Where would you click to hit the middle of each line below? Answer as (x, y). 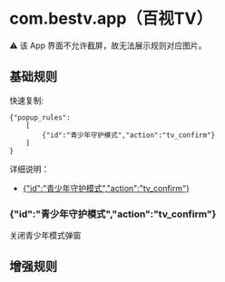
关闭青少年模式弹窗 (45, 236)
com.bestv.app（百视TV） (111, 19)
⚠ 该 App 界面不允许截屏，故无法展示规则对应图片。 (108, 45)
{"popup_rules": (40, 117)
